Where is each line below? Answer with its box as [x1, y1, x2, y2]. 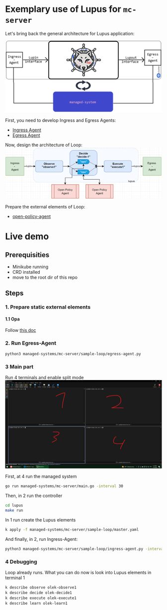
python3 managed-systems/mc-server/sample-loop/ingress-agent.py [5, 546, 143, 552]
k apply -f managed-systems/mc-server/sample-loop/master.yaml [5, 527, 139, 532]
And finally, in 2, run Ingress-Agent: [5, 536, 78, 542]
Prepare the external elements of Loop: [5, 204, 85, 210]
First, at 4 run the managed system [5, 473, 77, 479]
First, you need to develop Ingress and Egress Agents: [5, 117, 116, 123]
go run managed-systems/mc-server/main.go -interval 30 [5, 484, 123, 489]
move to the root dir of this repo [12, 275, 78, 281]
